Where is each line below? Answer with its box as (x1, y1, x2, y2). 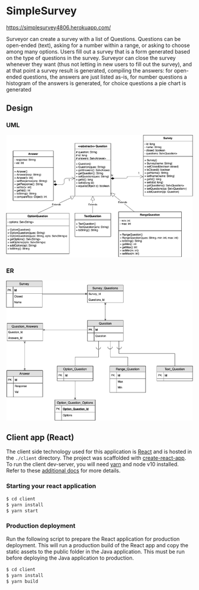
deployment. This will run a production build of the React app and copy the (6, 541, 188, 548)
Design (6, 103, 33, 114)
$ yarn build (6, 578, 38, 584)
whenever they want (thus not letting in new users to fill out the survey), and (6, 61, 192, 68)
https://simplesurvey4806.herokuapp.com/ (6, 24, 111, 31)
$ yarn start (6, 508, 38, 514)
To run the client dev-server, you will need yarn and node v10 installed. (6, 460, 179, 467)
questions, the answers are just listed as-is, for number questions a (23, 73, 188, 80)
